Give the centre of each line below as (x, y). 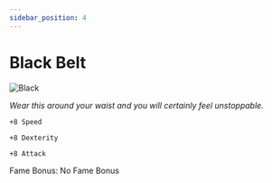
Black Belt (48, 62)
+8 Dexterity (34, 138)
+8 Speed (26, 122)
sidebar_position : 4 (48, 18)
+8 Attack (28, 154)
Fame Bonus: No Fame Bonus (65, 170)
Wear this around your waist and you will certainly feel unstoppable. (136, 105)
